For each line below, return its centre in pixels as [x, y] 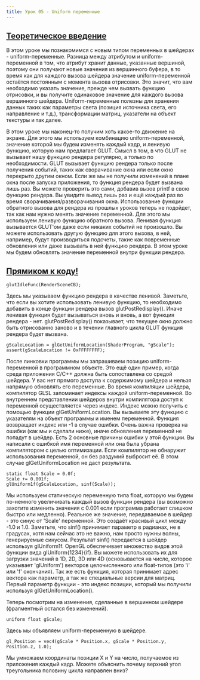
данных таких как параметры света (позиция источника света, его [92, 108]
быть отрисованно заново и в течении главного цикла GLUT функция [95, 328]
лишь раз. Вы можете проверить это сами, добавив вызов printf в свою [98, 189]
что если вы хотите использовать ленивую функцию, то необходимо [94, 302]
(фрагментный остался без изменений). [57, 609]
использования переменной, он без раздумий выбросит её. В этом [93, 457]
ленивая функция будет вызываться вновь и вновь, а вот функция [90, 315]
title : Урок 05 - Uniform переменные [53, 12]
